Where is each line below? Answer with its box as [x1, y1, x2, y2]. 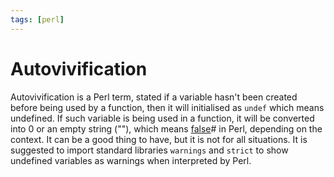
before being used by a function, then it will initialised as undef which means [10, 101, 325, 113]
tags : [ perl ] [10, 14, 65, 25]
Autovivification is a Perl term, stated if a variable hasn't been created [10, 91, 298, 103]
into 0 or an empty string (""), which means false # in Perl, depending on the [10, 122, 323, 135]
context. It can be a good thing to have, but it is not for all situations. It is [10, 133, 308, 145]
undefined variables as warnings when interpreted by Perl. [10, 154, 252, 166]
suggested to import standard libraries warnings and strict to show [10, 144, 289, 156]
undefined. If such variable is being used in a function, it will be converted [10, 112, 315, 124]
